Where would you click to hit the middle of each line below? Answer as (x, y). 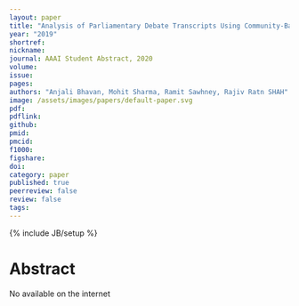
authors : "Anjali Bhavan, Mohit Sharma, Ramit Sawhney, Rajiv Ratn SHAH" (149, 92)
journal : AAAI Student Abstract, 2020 (81, 59)
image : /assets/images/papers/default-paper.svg (101, 100)
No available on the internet (60, 294)
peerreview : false (43, 191)
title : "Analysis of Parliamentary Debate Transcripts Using (125, 26)
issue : (21, 76)
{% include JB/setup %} (53, 233)
